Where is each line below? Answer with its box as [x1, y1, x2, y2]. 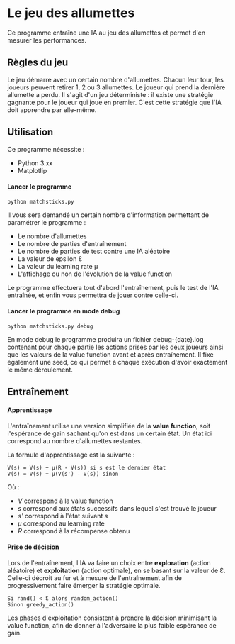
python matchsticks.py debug [7, 323, 93, 330]
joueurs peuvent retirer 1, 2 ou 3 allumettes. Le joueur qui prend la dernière [7, 83, 226, 91]
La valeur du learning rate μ [17, 262, 98, 270]
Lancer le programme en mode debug [7, 307, 120, 316]
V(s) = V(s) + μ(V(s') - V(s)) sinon [7, 470, 119, 477]
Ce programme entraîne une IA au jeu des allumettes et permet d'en [7, 28, 206, 37]
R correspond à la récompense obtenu [17, 526, 130, 535]
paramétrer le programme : [7, 218, 86, 226]
